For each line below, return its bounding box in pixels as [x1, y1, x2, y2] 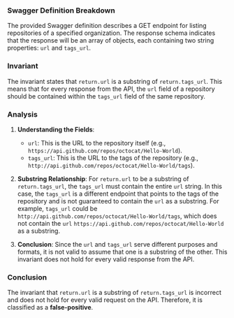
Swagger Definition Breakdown [7, 6, 115, 15]
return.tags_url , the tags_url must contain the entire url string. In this [17, 182, 222, 190]
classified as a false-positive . [7, 303, 94, 312]
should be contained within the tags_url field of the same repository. [7, 92, 206, 100]
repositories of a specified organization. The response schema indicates [7, 29, 216, 37]
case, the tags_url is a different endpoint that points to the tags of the [17, 189, 219, 198]
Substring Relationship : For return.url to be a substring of [17, 174, 190, 183]
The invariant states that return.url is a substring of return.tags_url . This [7, 77, 222, 85]
